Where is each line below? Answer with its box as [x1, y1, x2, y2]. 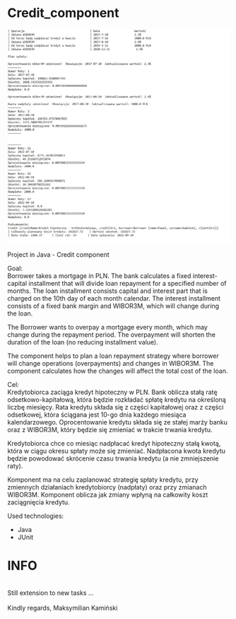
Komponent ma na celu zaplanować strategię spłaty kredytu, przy [7, 475, 199, 484]
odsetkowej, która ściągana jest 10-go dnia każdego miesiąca [7, 410, 187, 419]
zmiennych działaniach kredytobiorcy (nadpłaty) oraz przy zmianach [7, 482, 207, 491]
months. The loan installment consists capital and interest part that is [7, 287, 208, 295]
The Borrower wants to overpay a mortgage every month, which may [7, 323, 208, 331]
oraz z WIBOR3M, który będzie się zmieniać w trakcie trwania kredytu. [7, 425, 213, 434]
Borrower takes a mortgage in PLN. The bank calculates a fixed [7, 271, 191, 280]
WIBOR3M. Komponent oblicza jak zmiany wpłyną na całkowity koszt [7, 490, 208, 499]
